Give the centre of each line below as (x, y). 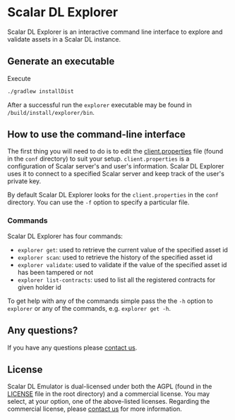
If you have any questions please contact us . (72, 347)
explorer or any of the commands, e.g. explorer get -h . (89, 308)
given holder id (39, 287)
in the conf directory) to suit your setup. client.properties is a (98, 159)
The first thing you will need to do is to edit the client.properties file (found (115, 152)
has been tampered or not (55, 272)
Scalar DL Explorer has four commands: (65, 236)
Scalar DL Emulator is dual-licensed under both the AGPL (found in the (110, 387)
